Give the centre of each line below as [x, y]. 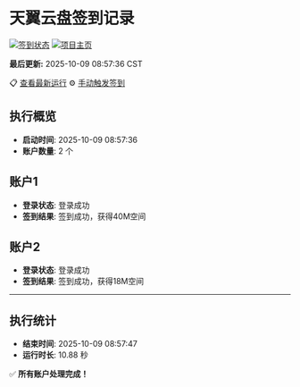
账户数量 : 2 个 [48, 151]
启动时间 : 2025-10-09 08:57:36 [80, 139]
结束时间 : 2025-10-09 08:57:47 [80, 344]
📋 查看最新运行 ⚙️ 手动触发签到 [67, 82]
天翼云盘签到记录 [72, 18]
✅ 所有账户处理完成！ [49, 374]
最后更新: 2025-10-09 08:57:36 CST [76, 63]
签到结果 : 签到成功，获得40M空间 [84, 216]
